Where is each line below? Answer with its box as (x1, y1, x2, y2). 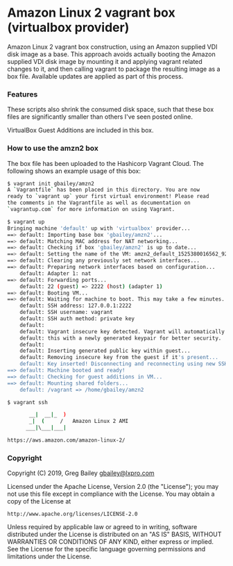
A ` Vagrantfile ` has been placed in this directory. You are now (7, 186, 200, 194)
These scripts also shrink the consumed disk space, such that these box (7, 106, 214, 114)
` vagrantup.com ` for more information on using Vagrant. (7, 206, 175, 213)
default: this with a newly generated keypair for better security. (19, 335, 222, 342)
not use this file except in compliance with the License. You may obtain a (7, 490, 215, 498)
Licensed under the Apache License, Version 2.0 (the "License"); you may (7, 483, 219, 491)
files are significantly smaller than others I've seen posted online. (7, 113, 193, 121)
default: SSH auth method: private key (19, 315, 135, 322)
